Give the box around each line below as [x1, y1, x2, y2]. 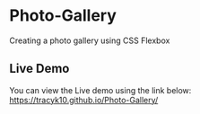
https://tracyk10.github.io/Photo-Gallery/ [9, 94, 159, 105]
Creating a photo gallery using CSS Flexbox [9, 35, 170, 46]
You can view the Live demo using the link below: [9, 84, 192, 95]
